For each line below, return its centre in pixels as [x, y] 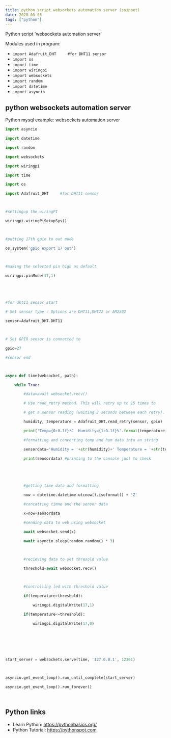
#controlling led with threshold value [66, 587]
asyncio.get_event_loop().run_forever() [49, 687]
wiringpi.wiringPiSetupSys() [36, 221]
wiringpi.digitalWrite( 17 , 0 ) [63, 623]
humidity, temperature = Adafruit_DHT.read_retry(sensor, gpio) [93, 422]
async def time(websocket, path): [42, 376]
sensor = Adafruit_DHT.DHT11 [34, 321]
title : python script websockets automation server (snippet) [73, 10]
